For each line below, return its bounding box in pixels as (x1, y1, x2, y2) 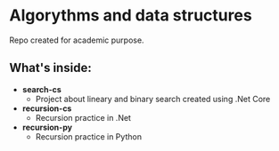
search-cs (21, 83, 62, 94)
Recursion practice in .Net (35, 112, 132, 123)
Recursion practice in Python (35, 131, 143, 142)
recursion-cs (21, 103, 72, 114)
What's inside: (9, 60, 92, 75)
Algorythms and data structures (9, 5, 252, 26)
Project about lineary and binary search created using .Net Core (35, 93, 271, 104)
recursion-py (21, 122, 73, 132)
